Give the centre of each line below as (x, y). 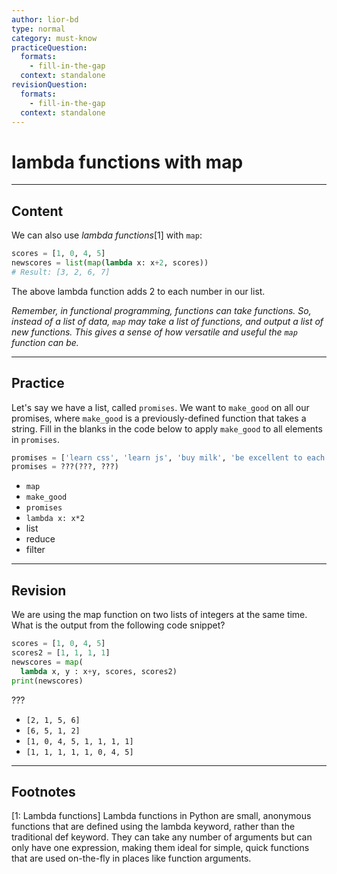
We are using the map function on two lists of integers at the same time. (159, 615)
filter (35, 550)
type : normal (38, 29)
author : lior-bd (45, 19)
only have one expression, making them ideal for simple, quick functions (160, 848)
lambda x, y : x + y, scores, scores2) (99, 671)
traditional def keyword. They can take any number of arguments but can (162, 837)
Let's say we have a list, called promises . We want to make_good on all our (160, 407)
